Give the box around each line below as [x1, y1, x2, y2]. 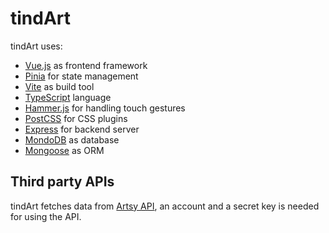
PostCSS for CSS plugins [24, 112, 128, 124]
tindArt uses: [10, 40, 63, 52]
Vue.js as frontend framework [24, 59, 148, 71]
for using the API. [10, 210, 82, 222]
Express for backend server [24, 123, 140, 135]
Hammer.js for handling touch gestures [24, 102, 186, 114]
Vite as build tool [24, 80, 95, 92]
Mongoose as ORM [24, 144, 105, 156]
